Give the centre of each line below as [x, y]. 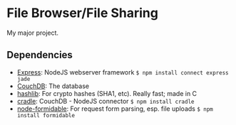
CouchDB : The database [53, 86]
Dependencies [40, 55]
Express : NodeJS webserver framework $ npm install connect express [123, 72]
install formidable [46, 115]
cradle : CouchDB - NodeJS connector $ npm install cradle [106, 101]
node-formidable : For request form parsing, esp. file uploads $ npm [115, 109]
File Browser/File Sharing [82, 13]
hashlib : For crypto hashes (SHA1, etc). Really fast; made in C [107, 93]
